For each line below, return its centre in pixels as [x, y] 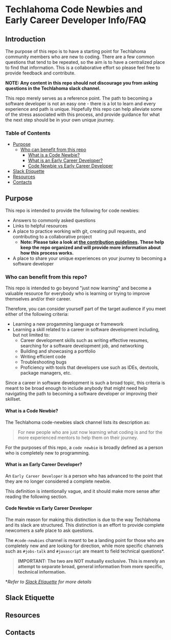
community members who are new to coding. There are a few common [80, 57]
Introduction [26, 39]
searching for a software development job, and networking [82, 346]
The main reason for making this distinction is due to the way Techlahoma [83, 520]
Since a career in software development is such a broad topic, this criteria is [85, 383]
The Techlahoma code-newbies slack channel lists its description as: [78, 422]
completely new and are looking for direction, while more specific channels [84, 546]
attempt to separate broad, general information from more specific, [90, 567]
